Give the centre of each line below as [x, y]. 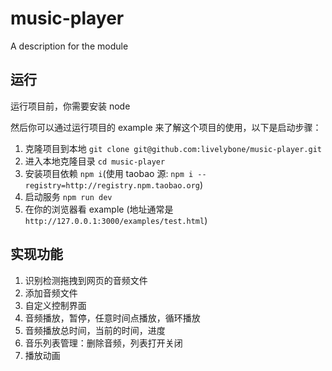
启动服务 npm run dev [68, 196]
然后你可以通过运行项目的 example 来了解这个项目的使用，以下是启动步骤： [166, 127]
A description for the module [69, 46]
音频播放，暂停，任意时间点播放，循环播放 [112, 318]
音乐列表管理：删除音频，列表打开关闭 [103, 343]
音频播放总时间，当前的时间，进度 [95, 330]
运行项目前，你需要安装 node [70, 106]
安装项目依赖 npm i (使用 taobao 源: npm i [109, 173]
